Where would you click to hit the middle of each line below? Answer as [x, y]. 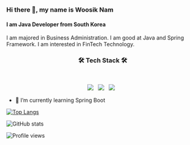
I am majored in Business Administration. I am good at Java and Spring [95, 38]
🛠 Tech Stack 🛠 [103, 60]
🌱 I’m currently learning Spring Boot [60, 101]
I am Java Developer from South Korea [56, 24]
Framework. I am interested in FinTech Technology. [71, 44]
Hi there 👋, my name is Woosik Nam [60, 10]
